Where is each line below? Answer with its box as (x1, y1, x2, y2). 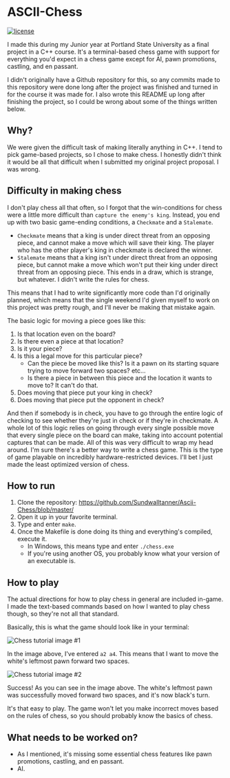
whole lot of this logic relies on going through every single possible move (7, 423, 215, 432)
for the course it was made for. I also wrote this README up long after (7, 90, 205, 98)
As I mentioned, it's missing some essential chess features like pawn (17, 750, 212, 758)
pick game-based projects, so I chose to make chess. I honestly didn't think (7, 150, 222, 158)
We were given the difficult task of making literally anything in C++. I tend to (7, 143, 222, 151)
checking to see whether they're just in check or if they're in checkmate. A (7, 416, 219, 424)
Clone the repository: (17, 498, 78, 507)
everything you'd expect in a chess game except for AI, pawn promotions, (7, 54, 217, 63)
